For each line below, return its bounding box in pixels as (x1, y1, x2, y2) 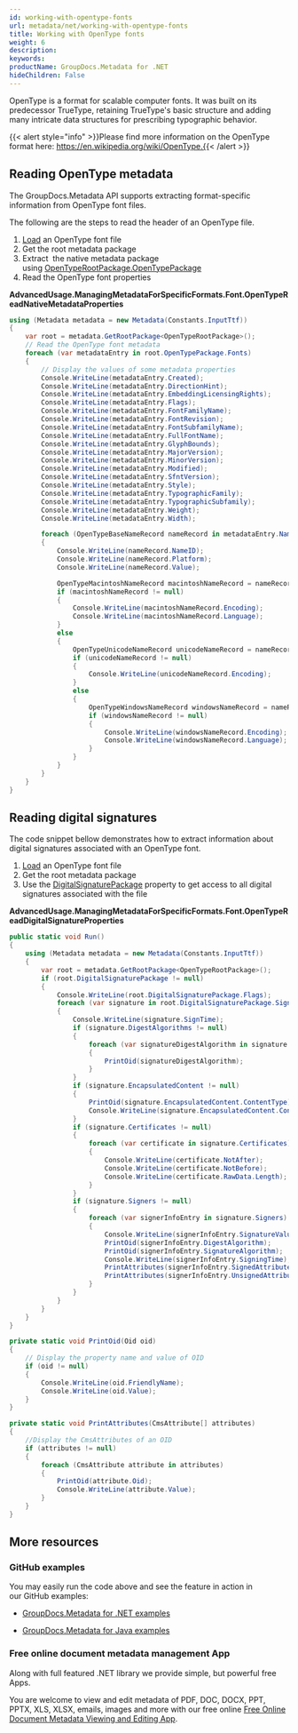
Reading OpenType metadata (9, 166, 174, 182)
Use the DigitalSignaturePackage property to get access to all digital (21, 879, 272, 890)
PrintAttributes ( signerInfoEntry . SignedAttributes (104, 1263, 295, 1272)
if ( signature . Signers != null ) (72, 1197, 192, 1206)
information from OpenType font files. (9, 199, 146, 210)
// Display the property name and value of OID (25, 1354, 204, 1362)
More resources (9, 1535, 99, 1550)
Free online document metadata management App (9, 1648, 231, 1660)
